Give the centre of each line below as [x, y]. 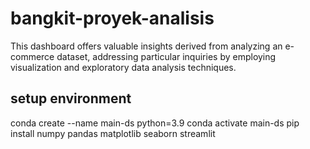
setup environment [71, 98]
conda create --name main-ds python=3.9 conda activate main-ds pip [155, 123]
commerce [32, 56]
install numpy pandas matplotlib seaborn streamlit [113, 133]
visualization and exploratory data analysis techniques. [123, 67]
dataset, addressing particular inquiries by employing [166, 56]
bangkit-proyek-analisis [112, 18]
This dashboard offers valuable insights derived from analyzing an [146, 46]
